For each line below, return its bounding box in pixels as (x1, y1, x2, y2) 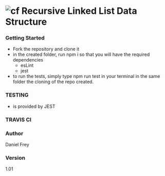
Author (5, 130, 24, 137)
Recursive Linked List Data (21, 5, 137, 17)
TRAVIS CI (5, 116, 32, 123)
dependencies (12, 57, 44, 63)
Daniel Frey (5, 142, 29, 147)
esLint (20, 62, 34, 69)
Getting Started (5, 34, 45, 42)
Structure (5, 16, 47, 28)
